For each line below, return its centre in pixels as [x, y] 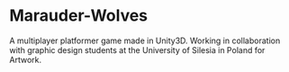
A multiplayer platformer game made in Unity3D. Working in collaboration [145, 40]
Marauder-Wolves [79, 16]
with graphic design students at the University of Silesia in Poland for [137, 49]
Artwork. [26, 59]
